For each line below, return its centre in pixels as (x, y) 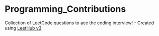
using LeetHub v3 (23, 28)
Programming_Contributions (65, 9)
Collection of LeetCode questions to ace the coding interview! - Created (79, 23)
